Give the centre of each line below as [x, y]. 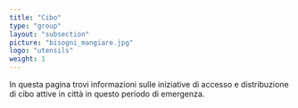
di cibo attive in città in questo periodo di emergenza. [107, 94]
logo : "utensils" [41, 51]
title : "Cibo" [36, 17]
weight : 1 [28, 59]
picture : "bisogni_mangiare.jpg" [71, 42]
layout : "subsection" [50, 34]
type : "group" [36, 26]
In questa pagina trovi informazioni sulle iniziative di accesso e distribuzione [149, 84]
